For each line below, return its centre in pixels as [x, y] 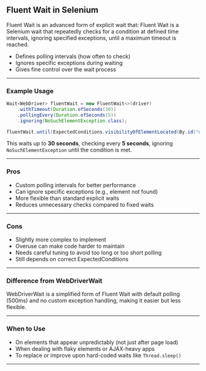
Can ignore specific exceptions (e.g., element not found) [86, 191]
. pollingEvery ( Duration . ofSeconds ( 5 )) [67, 115]
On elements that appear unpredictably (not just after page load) [97, 342]
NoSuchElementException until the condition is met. [69, 150]
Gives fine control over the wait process [66, 69]
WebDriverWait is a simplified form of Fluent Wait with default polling [93, 294]
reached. [18, 44]
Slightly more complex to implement [60, 240]
